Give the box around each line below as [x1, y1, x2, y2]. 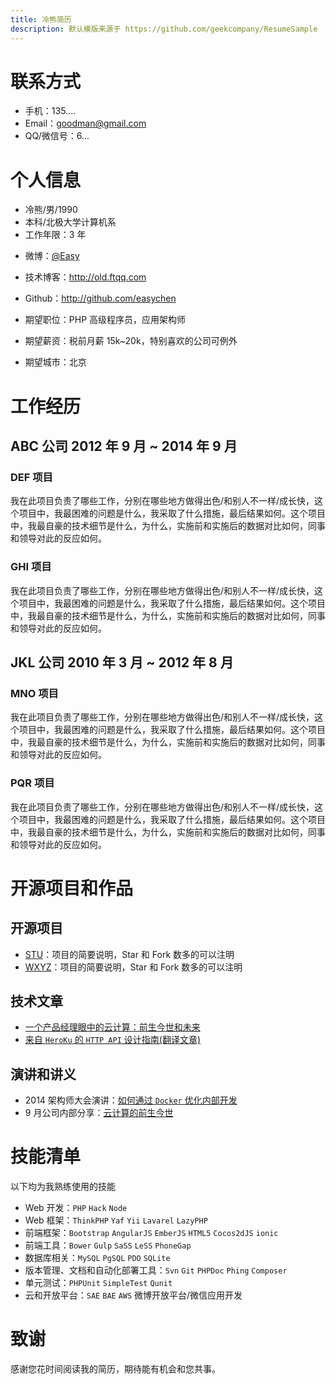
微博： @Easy [24, 250, 80, 262]
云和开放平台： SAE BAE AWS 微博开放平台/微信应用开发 [24, 1289, 243, 1301]
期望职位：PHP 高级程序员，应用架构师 [24, 314, 187, 326]
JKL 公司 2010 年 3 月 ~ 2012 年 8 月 [10, 654, 234, 671]
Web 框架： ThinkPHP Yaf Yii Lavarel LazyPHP [24, 1214, 208, 1226]
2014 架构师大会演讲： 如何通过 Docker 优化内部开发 [24, 1094, 238, 1106]
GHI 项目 [10, 560, 52, 574]
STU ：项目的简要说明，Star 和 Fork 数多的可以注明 [24, 948, 235, 960]
